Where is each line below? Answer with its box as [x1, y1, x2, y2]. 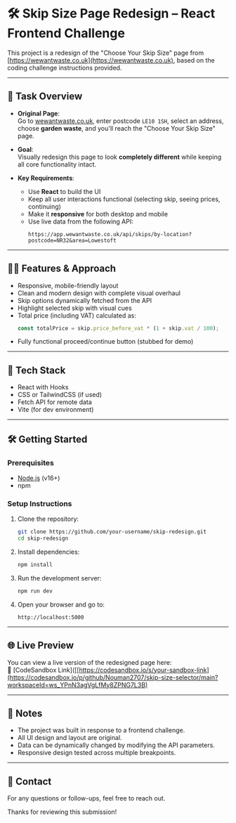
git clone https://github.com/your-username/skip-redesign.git [17, 529, 207, 536]
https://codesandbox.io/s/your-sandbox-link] [79, 666, 209, 674]
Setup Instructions [7, 498, 72, 508]
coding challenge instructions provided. [7, 63, 122, 72]
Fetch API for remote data [17, 398, 93, 406]
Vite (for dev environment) [17, 406, 94, 414]
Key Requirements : [17, 174, 75, 182]
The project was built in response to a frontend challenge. [17, 726, 185, 734]
